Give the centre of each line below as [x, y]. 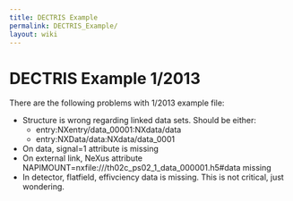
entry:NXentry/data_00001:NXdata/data [108, 130]
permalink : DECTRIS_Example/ [64, 26]
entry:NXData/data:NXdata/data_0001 [105, 139]
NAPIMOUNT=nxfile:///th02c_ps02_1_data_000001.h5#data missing [146, 168]
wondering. [43, 187]
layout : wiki [34, 34]
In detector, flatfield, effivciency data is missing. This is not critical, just [153, 177]
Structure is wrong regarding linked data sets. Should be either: [139, 121]
